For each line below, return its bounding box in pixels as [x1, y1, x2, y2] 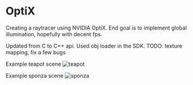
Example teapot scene [5, 60, 62, 68]
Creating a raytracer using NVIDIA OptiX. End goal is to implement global [5, 24, 187, 31]
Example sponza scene [5, 72, 64, 79]
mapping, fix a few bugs [5, 48, 66, 55]
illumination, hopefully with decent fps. [5, 30, 102, 37]
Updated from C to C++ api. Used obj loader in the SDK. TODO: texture [5, 42, 183, 49]
